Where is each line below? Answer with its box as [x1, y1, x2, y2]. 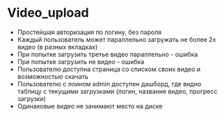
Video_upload [7, 5, 89, 21]
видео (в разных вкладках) [17, 42, 98, 51]
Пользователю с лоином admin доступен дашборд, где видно [17, 79, 202, 88]
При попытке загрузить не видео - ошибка [17, 57, 145, 65]
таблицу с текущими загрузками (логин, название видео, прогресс [17, 87, 218, 95]
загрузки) [17, 94, 47, 102]
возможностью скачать [17, 72, 89, 81]
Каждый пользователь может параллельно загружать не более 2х [17, 35, 216, 43]
